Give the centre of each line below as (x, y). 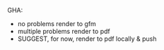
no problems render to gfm (57, 24)
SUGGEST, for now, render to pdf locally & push (87, 39)
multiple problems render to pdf (64, 31)
